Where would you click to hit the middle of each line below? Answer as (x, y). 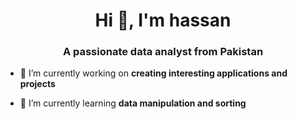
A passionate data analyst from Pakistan (163, 52)
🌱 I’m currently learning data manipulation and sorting (133, 103)
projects (37, 84)
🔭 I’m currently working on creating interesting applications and (153, 73)
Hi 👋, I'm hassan (163, 20)
